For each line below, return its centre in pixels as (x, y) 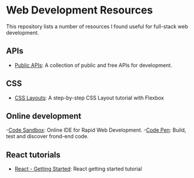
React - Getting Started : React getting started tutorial (78, 169)
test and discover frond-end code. (47, 136)
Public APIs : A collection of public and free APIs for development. (93, 65)
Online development (44, 116)
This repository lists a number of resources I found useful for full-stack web (97, 26)
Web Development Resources (79, 10)
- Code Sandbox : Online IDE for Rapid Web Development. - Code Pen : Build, (96, 130)
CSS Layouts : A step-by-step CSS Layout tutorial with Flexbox (89, 98)
